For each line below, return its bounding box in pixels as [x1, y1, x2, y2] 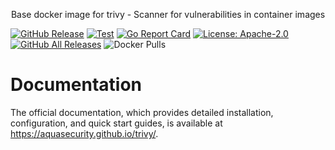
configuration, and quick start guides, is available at [10, 117, 223, 129]
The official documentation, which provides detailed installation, [10, 106, 274, 118]
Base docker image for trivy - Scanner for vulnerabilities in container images [10, 9, 326, 20]
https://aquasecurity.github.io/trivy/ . [10, 127, 159, 139]
